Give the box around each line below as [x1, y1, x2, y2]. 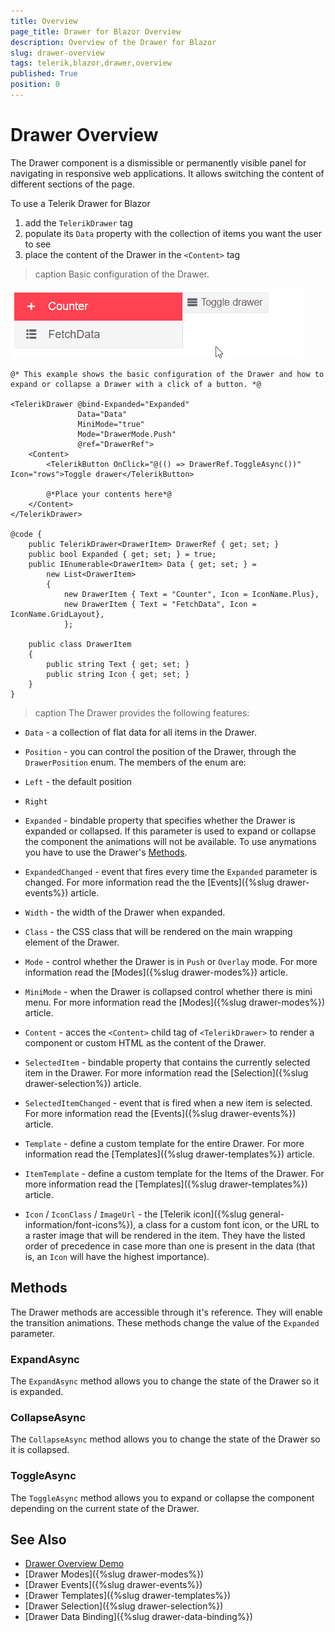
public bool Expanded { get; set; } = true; [28, 549, 217, 559]
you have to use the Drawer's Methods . [24, 846, 188, 858]
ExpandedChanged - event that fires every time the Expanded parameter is [24, 865, 318, 877]
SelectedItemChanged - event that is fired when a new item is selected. [24, 1096, 313, 1109]
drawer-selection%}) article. [24, 1077, 142, 1089]
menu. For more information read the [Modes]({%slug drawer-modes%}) [24, 996, 326, 1008]
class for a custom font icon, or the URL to [145, 1218, 320, 1230]
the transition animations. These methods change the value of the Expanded [10, 1316, 320, 1329]
